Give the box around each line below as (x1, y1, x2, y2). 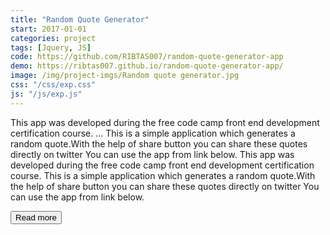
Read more (15, 212, 57, 223)
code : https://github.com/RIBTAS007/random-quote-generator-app (10, 52, 284, 62)
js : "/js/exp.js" (10, 89, 83, 99)
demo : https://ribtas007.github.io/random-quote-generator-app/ (10, 61, 284, 71)
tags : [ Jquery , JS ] (10, 42, 92, 53)
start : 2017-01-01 (10, 24, 87, 34)
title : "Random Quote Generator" (10, 14, 150, 25)
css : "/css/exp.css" (10, 80, 97, 90)
